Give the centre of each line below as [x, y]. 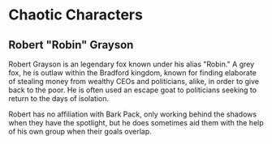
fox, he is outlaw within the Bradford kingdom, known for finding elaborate [133, 73]
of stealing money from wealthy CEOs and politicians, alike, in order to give [134, 81]
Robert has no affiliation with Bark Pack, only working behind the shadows [133, 114]
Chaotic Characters [76, 15]
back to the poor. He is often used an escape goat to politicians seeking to [133, 90]
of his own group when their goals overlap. [80, 131]
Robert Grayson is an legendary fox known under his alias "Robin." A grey [132, 64]
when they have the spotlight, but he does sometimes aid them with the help [136, 123]
